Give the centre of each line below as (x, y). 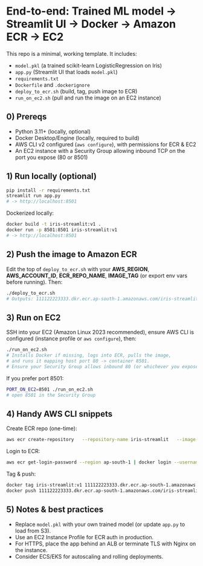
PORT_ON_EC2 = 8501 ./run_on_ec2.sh (50, 389)
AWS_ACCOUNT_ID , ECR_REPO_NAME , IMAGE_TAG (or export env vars (97, 275)
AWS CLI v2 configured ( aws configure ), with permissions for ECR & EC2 (105, 144)
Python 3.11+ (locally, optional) (53, 131)
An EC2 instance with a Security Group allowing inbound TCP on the (100, 150)
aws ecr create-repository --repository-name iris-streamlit (88, 440)
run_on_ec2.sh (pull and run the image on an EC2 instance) (88, 98)
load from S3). (33, 531)
